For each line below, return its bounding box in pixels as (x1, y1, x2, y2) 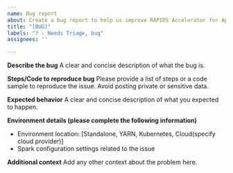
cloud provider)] (17, 137, 64, 146)
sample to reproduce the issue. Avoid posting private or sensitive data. (7, 82, 209, 90)
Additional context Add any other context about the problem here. (7, 158, 198, 167)
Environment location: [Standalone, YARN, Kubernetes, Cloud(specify (17, 130, 216, 138)
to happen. (7, 103, 38, 111)
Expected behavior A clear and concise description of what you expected (7, 95, 219, 104)
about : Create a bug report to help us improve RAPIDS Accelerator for (7, 17, 218, 24)
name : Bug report (7, 10, 58, 17)
